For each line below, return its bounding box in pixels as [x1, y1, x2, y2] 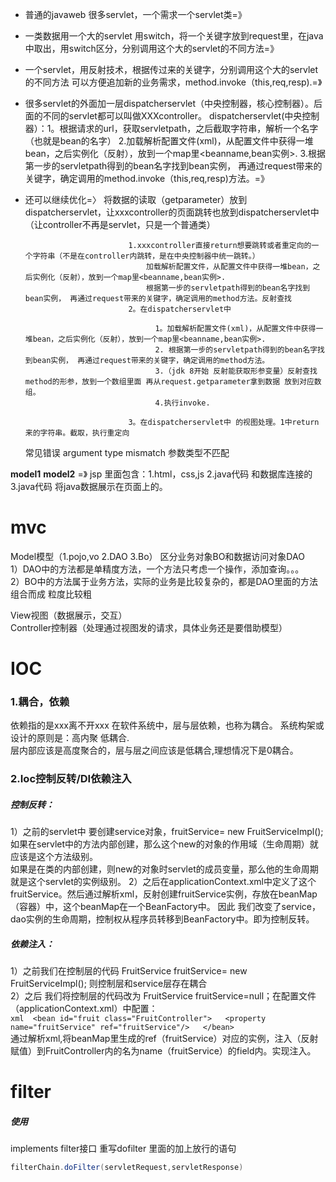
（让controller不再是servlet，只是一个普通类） [24, 219, 216, 230]
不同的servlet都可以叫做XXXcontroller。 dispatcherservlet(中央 [42, 110, 303, 122]
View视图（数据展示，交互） [10, 609, 128, 621]
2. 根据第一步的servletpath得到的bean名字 [154, 345, 318, 355]
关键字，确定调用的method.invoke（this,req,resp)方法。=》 [24, 173, 270, 184]
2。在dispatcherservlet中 [128, 304, 232, 314]
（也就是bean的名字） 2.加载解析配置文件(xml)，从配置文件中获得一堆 [24, 135, 314, 147]
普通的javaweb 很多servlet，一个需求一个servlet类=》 [24, 9, 247, 20]
